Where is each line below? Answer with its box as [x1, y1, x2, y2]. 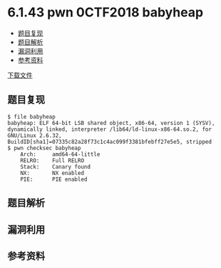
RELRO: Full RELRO [20, 157, 84, 164]
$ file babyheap [7, 113, 56, 120]
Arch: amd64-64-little [20, 151, 101, 158]
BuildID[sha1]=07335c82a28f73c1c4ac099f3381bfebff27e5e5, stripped [7, 138, 212, 145]
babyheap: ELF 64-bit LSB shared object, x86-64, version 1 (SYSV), [7, 119, 215, 126]
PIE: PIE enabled [20, 176, 88, 183]
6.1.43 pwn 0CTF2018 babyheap [7, 4, 204, 21]
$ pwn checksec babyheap [7, 144, 81, 152]
